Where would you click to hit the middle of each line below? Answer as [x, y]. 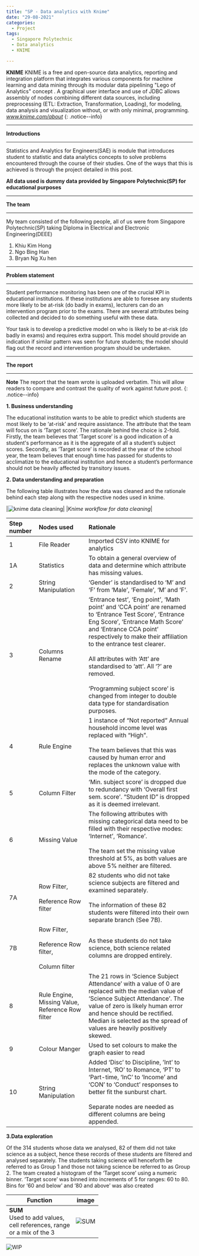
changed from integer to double [133, 696]
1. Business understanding [39, 406]
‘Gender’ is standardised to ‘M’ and [137, 582]
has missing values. [116, 573]
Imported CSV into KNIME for [129, 540]
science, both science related [129, 948]
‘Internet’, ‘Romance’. [118, 836]
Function [39, 1200]
